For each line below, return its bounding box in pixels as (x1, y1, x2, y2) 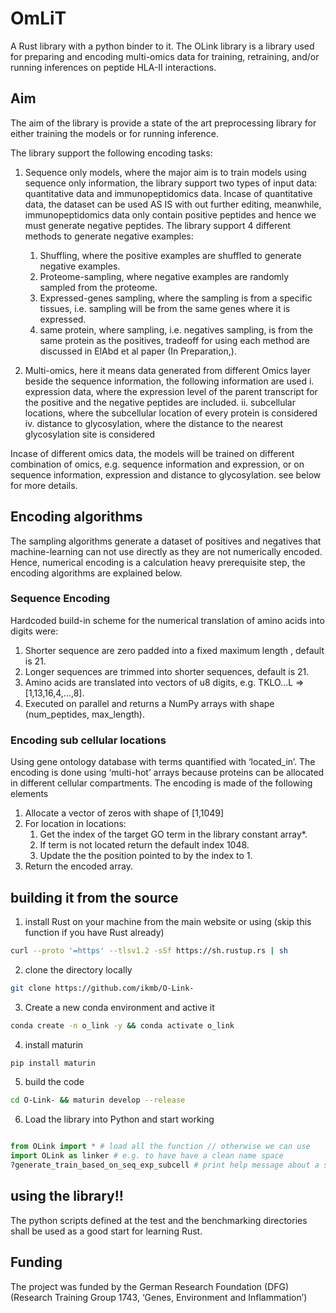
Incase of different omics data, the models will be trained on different (10, 447, 295, 459)
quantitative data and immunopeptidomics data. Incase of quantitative (24, 187, 313, 199)
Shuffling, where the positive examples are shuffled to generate (39, 249, 302, 261)
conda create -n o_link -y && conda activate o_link (10, 1020, 235, 1031)
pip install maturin (10, 1058, 97, 1068)
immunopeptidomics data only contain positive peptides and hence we (24, 208, 317, 221)
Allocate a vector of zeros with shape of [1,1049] (24, 807, 225, 819)
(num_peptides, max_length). (24, 708, 145, 720)
